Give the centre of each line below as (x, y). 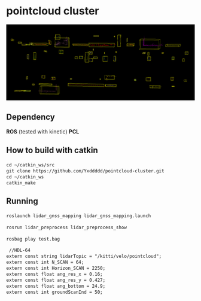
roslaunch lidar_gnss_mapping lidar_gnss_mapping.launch (79, 216)
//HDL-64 (20, 250)
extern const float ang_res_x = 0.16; (54, 274)
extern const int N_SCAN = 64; (45, 262)
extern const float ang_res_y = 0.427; (56, 280)
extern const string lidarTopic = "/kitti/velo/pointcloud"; (84, 256)
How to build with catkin (52, 150)
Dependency (31, 117)
